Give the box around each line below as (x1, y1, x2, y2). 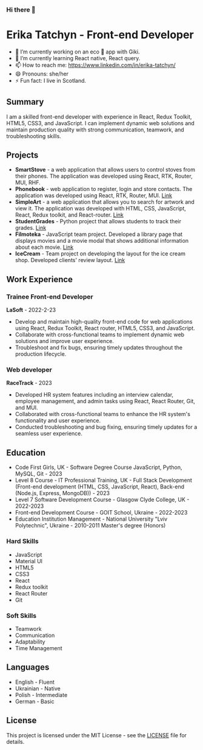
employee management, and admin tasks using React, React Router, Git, (15, 398, 196, 405)
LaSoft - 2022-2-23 (6, 307, 56, 314)
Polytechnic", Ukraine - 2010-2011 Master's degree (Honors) (15, 522, 166, 529)
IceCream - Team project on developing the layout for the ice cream (15, 250, 186, 257)
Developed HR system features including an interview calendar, (15, 391, 174, 398)
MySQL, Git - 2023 (15, 470, 62, 477)
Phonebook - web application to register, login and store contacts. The (15, 186, 193, 193)
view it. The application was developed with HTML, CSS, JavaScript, (15, 205, 187, 212)
